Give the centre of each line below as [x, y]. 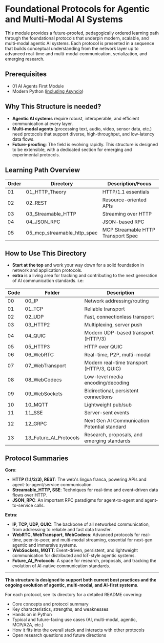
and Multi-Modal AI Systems [64, 19]
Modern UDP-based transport [119, 333]
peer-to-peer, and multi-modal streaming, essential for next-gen [88, 540]
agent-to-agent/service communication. [52, 484]
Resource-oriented [124, 200]
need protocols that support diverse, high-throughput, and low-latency [83, 134]
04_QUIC [35, 336]
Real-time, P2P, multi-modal [117, 355]
